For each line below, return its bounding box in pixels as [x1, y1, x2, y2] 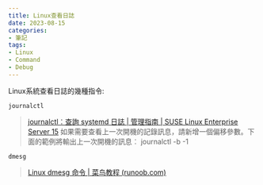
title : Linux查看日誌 [8, 11, 75, 20]
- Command [8, 56, 41, 64]
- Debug [8, 64, 34, 71]
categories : [8, 26, 48, 34]
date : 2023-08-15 [8, 19, 66, 27]
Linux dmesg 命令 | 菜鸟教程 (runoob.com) [27, 168, 166, 177]
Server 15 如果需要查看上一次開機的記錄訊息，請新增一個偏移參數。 [27, 126, 248, 136]
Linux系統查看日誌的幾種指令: [8, 86, 105, 95]
